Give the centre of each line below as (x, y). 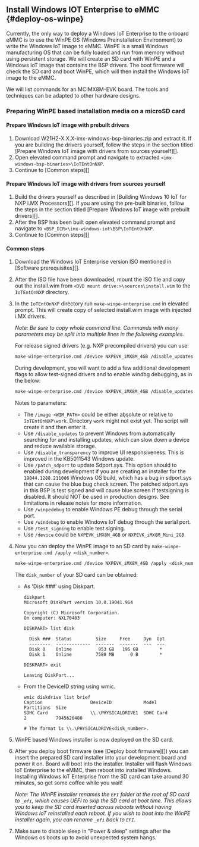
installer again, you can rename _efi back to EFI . (75, 819)
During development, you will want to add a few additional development (102, 368)
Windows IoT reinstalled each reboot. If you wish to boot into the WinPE (102, 813)
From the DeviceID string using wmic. (70, 686)
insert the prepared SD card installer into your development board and (101, 757)
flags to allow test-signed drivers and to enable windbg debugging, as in (103, 374)
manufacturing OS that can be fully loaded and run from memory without (95, 52)
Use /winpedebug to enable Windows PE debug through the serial (103, 510)
